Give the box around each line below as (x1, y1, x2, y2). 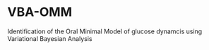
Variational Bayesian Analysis (7, 34, 93, 42)
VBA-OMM (7, 4, 73, 20)
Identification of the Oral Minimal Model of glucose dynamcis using (7, 27, 203, 35)
